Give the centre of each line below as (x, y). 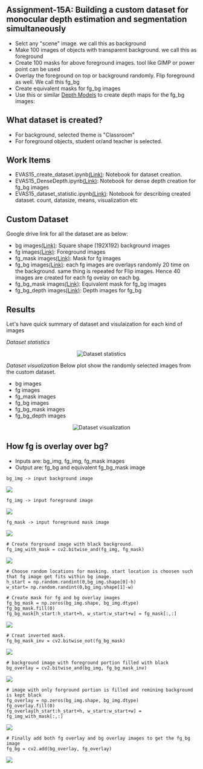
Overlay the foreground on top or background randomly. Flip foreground (105, 76)
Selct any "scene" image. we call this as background (80, 43)
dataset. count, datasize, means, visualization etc (76, 200)
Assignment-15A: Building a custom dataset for (97, 10)
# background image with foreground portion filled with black (88, 663)
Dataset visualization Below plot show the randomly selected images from (99, 365)
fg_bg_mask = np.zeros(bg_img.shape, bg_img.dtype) (72, 603)
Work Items (28, 160)
